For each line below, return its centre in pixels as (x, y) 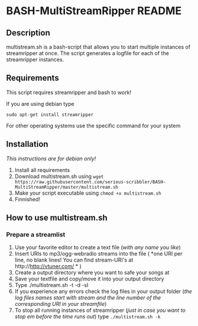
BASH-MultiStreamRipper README (94, 11)
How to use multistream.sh (57, 218)
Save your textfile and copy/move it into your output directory (89, 279)
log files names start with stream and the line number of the (88, 298)
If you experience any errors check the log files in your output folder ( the (103, 292)
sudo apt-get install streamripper (50, 114)
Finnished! (27, 199)
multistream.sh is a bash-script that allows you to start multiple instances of (98, 47)
